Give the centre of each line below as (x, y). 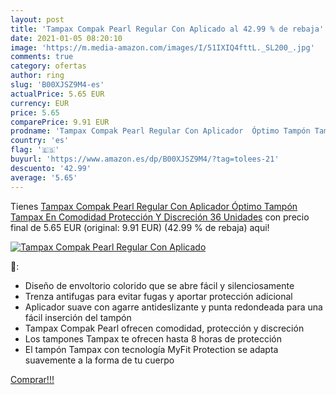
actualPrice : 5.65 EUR (57, 94)
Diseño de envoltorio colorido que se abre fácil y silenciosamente (159, 285)
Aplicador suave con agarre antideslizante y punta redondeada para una (173, 307)
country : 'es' (40, 141)
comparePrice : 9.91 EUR (60, 122)
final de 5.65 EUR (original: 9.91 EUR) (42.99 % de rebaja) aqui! (140, 227)
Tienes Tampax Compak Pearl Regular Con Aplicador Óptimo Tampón (154, 206)
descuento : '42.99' (51, 168)
